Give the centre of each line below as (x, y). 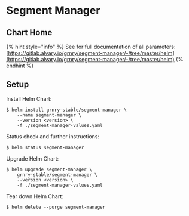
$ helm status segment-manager (45, 147)
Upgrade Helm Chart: (33, 158)
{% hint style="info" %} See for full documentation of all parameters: (91, 47)
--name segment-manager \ (49, 115)
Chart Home (29, 33)
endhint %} (20, 66)
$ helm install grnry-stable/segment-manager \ (67, 110)
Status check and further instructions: (53, 136)
